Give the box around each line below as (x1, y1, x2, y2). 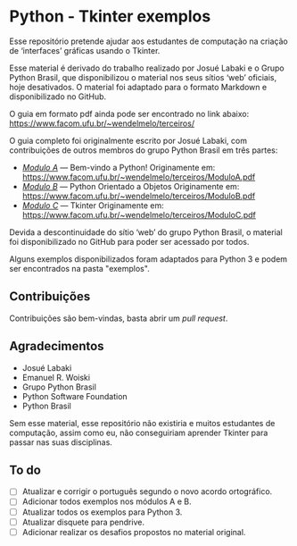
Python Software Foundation (21, 391, 128, 401)
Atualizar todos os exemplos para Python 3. (21, 507, 183, 517)
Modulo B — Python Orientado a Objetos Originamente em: (21, 181, 240, 191)
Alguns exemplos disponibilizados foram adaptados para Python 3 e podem (9, 253, 288, 265)
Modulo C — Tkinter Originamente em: (21, 199, 165, 211)
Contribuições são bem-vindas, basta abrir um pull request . (9, 313, 228, 323)
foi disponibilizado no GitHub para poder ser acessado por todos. (9, 236, 250, 247)
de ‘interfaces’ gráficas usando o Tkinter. (9, 45, 161, 55)
